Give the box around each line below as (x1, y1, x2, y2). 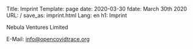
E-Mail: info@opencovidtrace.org (6, 36, 90, 42)
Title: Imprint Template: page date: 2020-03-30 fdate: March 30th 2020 (6, 6, 188, 12)
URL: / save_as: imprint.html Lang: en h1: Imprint (6, 12, 127, 19)
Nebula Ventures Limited (6, 24, 68, 31)
